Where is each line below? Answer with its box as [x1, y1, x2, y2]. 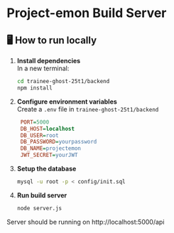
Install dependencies [16, 57, 81, 65]
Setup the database [16, 165, 77, 173]
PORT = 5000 [20, 119, 50, 126]
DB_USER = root [20, 131, 59, 139]
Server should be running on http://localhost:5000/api [6, 217, 165, 226]
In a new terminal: [16, 64, 70, 72]
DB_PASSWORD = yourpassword [20, 139, 97, 146]
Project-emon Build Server [6, 5, 167, 21]
